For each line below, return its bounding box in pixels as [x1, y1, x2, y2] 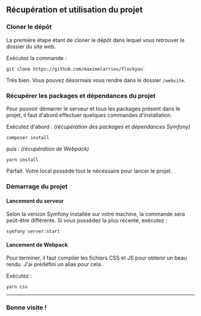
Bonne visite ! [6, 303, 47, 312]
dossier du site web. [6, 43, 56, 50]
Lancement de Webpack [6, 241, 68, 248]
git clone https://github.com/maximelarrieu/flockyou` [6, 66, 146, 72]
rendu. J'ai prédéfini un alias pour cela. [6, 261, 103, 268]
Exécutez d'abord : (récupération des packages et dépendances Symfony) [6, 123, 191, 130]
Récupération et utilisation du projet [6, 5, 143, 15]
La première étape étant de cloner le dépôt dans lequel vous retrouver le [6, 36, 185, 44]
